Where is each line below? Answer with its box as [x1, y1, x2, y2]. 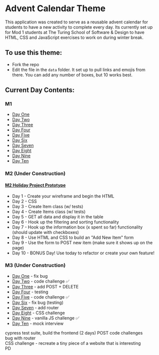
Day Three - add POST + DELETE [12, 284, 79, 289]
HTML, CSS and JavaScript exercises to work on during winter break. [5, 35, 144, 40]
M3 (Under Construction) [5, 262, 66, 269]
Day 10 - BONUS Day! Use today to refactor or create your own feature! [12, 250, 155, 256]
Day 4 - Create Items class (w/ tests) [12, 209, 86, 214]
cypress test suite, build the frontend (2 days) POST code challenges [5, 330, 143, 336]
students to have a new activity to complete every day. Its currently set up [5, 24, 153, 30]
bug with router [5, 335, 36, 341]
